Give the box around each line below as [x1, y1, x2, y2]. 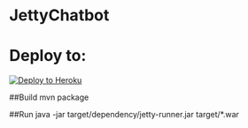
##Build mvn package [9, 92, 89, 102]
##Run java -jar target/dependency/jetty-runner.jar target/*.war [9, 109, 239, 120]
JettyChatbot [9, 5, 110, 26]
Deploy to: [9, 46, 87, 66]
